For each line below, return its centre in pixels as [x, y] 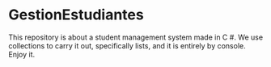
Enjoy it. [22, 54]
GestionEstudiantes [76, 15]
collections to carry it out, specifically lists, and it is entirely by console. [127, 45]
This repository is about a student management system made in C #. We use [136, 37]
